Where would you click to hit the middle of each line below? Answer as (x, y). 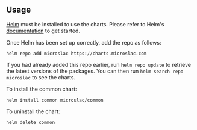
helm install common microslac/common (55, 100)
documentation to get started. (43, 31)
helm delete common (31, 122)
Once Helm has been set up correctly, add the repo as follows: (84, 42)
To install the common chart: (42, 89)
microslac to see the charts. (41, 77)
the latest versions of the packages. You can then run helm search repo (95, 71)
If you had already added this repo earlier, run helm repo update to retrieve (99, 64)
